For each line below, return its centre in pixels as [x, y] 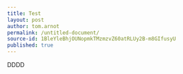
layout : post [26, 20]
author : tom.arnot [33, 26]
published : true [30, 45]
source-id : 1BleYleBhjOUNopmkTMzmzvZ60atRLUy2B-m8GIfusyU [91, 39]
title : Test [24, 13]
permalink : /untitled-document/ [53, 33]
